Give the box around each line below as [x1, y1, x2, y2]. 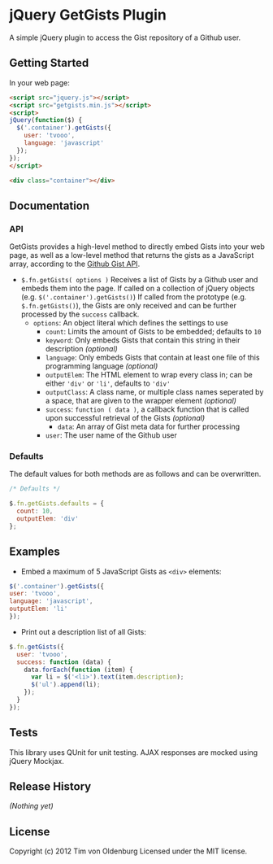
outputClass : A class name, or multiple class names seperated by [45, 387, 264, 397]
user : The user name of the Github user [45, 430, 178, 440]
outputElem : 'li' [9, 604, 68, 613]
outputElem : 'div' [16, 514, 80, 522]
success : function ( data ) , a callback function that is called [45, 404, 249, 414]
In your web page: [9, 77, 70, 87]
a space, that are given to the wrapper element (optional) [45, 396, 236, 406]
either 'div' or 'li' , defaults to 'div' [45, 378, 171, 388]
